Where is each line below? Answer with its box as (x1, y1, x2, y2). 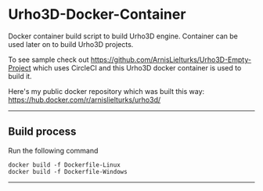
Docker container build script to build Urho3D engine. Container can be (8, 31, 239, 41)
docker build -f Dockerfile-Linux (8, 160, 121, 169)
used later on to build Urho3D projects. (8, 39, 134, 49)
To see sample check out (8, 55, 89, 64)
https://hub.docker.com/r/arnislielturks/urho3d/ (8, 95, 161, 104)
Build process (8, 125, 77, 139)
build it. (8, 71, 33, 81)
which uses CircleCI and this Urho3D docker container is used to (32, 63, 242, 72)
